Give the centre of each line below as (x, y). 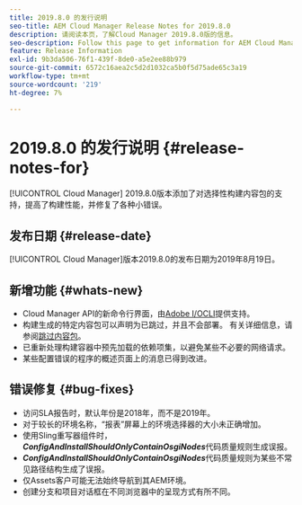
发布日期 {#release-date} (80, 236)
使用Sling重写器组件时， (67, 435)
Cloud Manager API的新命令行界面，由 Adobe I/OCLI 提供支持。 (138, 314)
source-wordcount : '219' (56, 84)
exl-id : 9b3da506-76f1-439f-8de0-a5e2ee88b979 (98, 59)
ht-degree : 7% (36, 93)
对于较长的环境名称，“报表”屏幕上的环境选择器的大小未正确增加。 (144, 424)
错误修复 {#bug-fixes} (72, 390)
